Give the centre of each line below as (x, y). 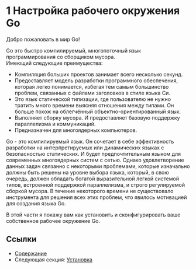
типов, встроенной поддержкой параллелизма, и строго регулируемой (96, 184)
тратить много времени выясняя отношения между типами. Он (94, 105)
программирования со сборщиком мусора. (61, 57)
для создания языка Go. (36, 203)
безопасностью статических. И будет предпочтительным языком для (94, 153)
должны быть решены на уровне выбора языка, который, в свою (88, 172)
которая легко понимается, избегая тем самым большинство (92, 86)
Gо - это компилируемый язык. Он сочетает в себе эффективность (90, 141)
